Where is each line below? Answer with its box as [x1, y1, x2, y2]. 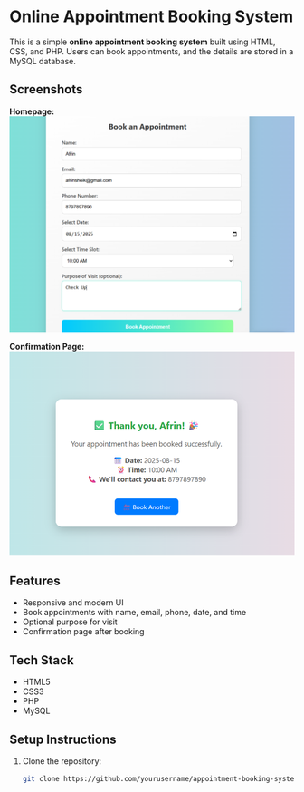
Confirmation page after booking [22, 626, 145, 637]
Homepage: [9, 106, 55, 117]
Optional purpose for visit [22, 616, 118, 627]
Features [9, 574, 61, 589]
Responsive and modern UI [22, 597, 124, 608]
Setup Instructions [9, 731, 117, 747]
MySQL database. [9, 55, 77, 66]
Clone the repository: [22, 756, 102, 767]
